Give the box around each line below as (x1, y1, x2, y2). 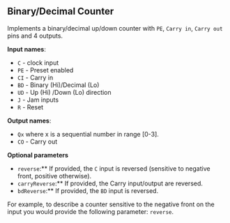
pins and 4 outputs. (7, 31, 63, 40)
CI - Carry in (17, 73, 54, 82)
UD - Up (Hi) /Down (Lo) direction (17, 88, 112, 96)
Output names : (7, 116, 52, 125)
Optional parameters (7, 151, 68, 159)
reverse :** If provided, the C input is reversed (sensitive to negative (17, 164, 210, 173)
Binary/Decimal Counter (7, 6, 114, 17)
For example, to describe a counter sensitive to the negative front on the (7, 200, 215, 208)
